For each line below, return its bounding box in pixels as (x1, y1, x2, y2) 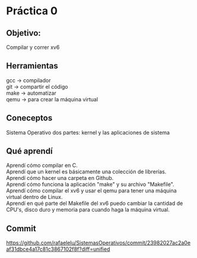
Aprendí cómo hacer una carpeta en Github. (6, 175, 114, 182)
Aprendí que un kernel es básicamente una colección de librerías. (6, 168, 167, 175)
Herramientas (6, 61, 58, 71)
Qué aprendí (6, 146, 53, 156)
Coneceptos (6, 113, 53, 123)
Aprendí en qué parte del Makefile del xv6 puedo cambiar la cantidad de (6, 200, 183, 207)
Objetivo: (6, 28, 42, 38)
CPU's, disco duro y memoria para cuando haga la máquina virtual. (6, 206, 170, 213)
